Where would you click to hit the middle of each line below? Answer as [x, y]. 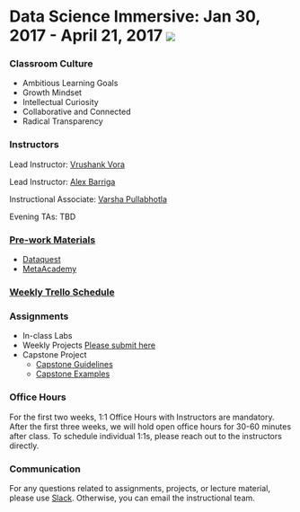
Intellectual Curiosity [60, 102]
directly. [24, 446]
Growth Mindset [52, 93]
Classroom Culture [51, 64]
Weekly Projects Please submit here [88, 345]
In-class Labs [47, 336]
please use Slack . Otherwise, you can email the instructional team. [132, 498]
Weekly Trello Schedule [62, 292]
